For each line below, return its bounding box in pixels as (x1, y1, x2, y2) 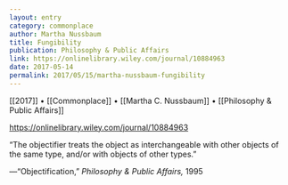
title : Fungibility (9, 37, 82, 47)
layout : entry (9, 12, 62, 22)
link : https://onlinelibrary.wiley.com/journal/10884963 (9, 54, 226, 63)
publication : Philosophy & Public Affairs (9, 46, 169, 55)
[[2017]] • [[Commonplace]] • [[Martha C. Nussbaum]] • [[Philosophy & (9, 95, 272, 106)
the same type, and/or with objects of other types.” (9, 149, 197, 159)
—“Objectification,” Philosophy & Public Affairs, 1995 (9, 165, 203, 176)
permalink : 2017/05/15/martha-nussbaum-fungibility (9, 71, 205, 80)
